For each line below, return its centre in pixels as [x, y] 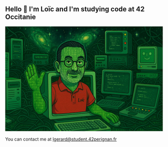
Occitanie [20, 17]
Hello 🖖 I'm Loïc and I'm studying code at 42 [75, 9]
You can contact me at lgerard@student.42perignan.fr [61, 139]
